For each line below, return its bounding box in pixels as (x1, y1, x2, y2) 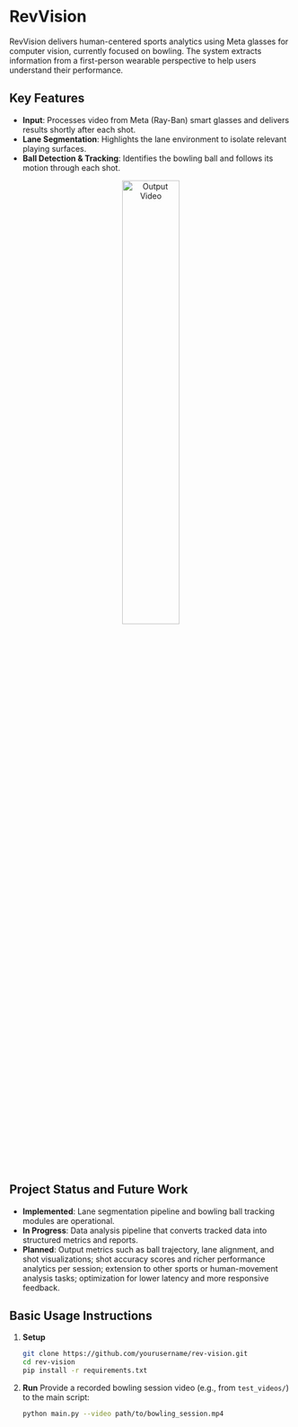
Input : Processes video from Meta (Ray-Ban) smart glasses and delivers (22, 114, 290, 125)
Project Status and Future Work (9, 1182, 188, 1197)
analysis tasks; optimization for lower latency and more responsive (22, 1272, 269, 1283)
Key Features (9, 91, 85, 106)
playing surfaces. (22, 143, 87, 154)
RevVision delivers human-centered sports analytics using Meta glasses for (9, 36, 289, 47)
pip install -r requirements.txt (22, 1366, 148, 1376)
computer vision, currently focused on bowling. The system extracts (9, 45, 262, 56)
